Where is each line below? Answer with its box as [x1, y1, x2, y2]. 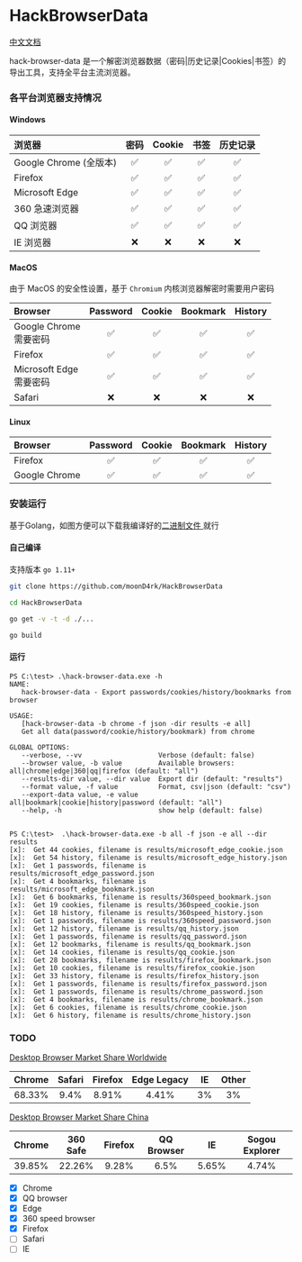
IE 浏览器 [13, 236, 52, 249]
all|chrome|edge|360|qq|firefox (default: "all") [9, 767, 200, 776]
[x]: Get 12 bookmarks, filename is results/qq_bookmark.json [9, 940, 252, 949]
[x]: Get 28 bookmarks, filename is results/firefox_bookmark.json [9, 956, 271, 965]
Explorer [243, 1144, 280, 1157]
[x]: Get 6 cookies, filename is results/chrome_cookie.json [9, 1003, 247, 1012]
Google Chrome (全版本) [13, 157, 118, 169]
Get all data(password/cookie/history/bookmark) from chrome [21, 727, 255, 736]
